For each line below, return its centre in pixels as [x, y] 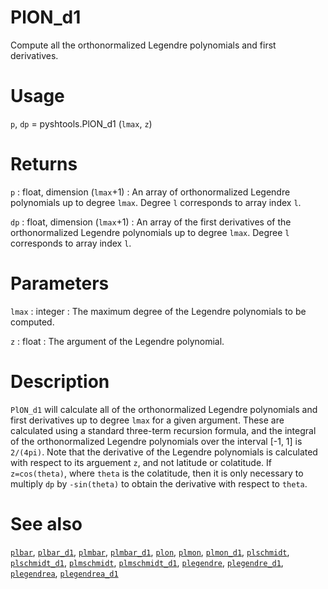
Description [60, 381]
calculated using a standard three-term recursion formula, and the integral [163, 430]
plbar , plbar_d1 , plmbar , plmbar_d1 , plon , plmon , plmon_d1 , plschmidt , [150, 552]
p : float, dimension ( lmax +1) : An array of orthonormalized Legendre [150, 192]
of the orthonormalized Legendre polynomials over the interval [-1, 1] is [156, 441]
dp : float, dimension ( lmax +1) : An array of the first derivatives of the [151, 222]
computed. [32, 322]
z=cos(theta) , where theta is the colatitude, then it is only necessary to [157, 473]
